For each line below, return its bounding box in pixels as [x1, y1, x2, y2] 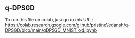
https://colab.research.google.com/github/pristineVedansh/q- [5, 22, 130, 28]
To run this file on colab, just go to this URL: [5, 17, 93, 22]
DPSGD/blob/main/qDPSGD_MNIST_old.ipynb [5, 27, 97, 33]
